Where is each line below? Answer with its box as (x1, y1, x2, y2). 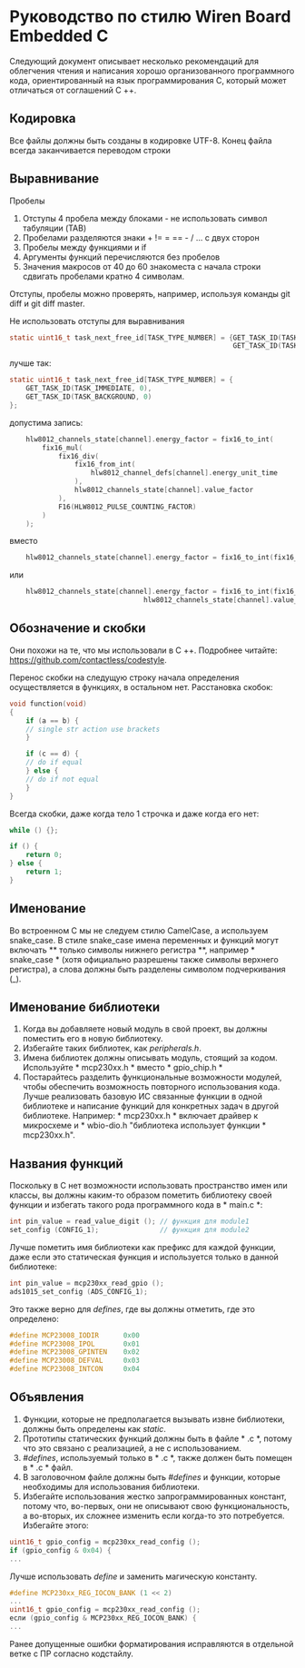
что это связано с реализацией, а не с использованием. (22, 1442, 242, 1454)
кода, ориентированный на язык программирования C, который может (9, 74, 288, 85)
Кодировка (9, 111, 76, 126)
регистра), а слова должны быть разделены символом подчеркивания (9, 963, 286, 974)
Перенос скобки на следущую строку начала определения (9, 672, 240, 683)
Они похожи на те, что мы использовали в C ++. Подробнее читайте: (9, 645, 278, 656)
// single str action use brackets (25, 725, 161, 734)
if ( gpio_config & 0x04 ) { (9, 1545, 112, 1554)
